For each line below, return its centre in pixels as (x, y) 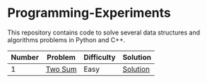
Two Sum (61, 69)
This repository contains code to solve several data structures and (104, 32)
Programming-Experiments (89, 13)
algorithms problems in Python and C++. (66, 39)
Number (25, 57)
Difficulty (100, 57)
